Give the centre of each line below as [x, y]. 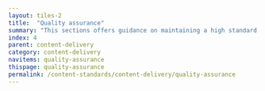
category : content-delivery [55, 52]
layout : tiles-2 [35, 15]
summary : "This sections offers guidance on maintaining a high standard [133, 30]
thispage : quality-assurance [56, 67]
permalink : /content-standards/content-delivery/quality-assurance [122, 74]
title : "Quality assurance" [56, 23]
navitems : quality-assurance [56, 60]
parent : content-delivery [51, 45]
